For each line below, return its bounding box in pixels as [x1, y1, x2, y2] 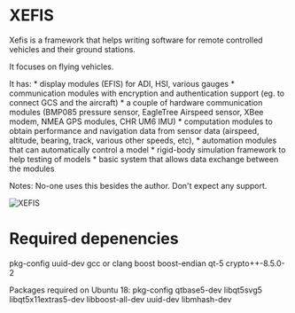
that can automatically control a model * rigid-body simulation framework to [9, 144, 286, 155]
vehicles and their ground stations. [9, 43, 136, 54]
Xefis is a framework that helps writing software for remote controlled [9, 35, 263, 45]
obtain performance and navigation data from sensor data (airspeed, [9, 125, 260, 136]
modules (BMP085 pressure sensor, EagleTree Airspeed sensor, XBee [9, 106, 264, 117]
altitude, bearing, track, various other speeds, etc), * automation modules [9, 135, 277, 145]
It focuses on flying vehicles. [9, 61, 114, 72]
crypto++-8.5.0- [225, 258, 285, 269]
